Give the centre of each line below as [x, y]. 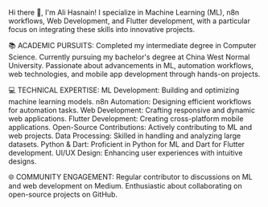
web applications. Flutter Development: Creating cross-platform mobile [126, 119]
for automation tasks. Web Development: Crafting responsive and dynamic [132, 110]
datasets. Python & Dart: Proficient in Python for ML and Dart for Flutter [127, 144]
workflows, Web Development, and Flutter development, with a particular [130, 21]
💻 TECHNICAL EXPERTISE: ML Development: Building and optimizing [124, 90]
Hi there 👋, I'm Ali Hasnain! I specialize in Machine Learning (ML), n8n [124, 12]
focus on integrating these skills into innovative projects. [102, 29]
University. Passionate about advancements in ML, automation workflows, [131, 65]
